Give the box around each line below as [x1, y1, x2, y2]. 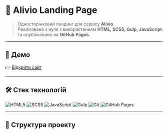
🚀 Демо [5, 51, 30, 59]
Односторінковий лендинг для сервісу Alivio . [17, 21, 115, 27]
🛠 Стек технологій [5, 86, 66, 94]
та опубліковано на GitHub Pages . [17, 31, 90, 37]
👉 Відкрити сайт [5, 64, 42, 70]
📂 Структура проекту [5, 121, 76, 129]
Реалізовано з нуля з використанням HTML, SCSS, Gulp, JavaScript [17, 26, 162, 32]
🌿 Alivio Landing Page [5, 4, 97, 16]
